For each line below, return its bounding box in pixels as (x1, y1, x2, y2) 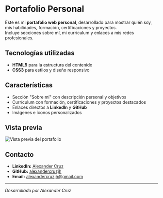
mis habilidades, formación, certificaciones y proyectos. (5, 24, 117, 30)
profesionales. (5, 35, 34, 41)
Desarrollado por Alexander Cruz (5, 188, 71, 194)
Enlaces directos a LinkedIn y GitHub (12, 104, 87, 110)
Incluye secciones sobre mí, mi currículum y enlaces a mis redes (5, 30, 134, 35)
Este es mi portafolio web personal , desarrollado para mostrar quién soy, (5, 19, 152, 25)
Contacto (5, 150, 34, 159)
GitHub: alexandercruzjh (12, 168, 62, 174)
